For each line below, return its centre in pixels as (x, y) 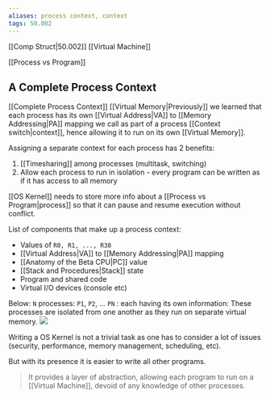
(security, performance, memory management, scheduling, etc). (115, 346)
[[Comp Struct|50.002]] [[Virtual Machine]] (80, 46)
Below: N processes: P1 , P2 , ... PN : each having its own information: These (130, 304)
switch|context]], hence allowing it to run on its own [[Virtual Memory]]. (127, 132)
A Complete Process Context (83, 87)
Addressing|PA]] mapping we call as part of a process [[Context (114, 124)
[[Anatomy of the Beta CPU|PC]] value (83, 262)
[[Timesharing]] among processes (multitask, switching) (113, 164)
